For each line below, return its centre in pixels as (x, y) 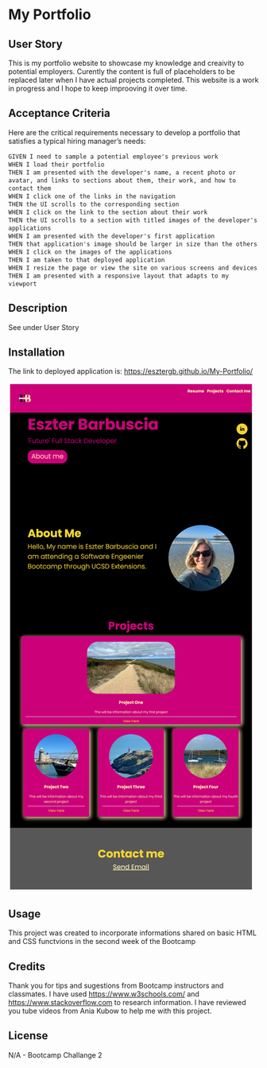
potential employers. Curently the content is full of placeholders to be (122, 72)
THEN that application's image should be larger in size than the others (133, 244)
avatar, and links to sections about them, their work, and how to (122, 181)
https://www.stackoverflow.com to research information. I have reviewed (127, 1003)
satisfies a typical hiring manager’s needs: (77, 141)
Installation (37, 353)
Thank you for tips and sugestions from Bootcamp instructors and (116, 986)
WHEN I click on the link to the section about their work (108, 212)
